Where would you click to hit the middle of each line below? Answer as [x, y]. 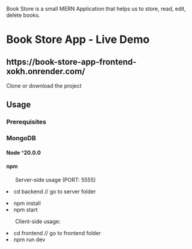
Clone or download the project [44, 86]
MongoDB [21, 138]
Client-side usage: [38, 222]
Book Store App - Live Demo [78, 40]
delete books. [23, 15]
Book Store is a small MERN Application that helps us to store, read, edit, [96, 9]
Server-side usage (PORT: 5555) [55, 180]
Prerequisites [26, 122]
